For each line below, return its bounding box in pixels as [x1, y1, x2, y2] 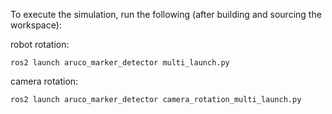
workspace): [10, 19, 62, 31]
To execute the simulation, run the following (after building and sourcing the [10, 9, 322, 20]
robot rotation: [10, 39, 70, 50]
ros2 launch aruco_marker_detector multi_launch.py [10, 58, 230, 68]
